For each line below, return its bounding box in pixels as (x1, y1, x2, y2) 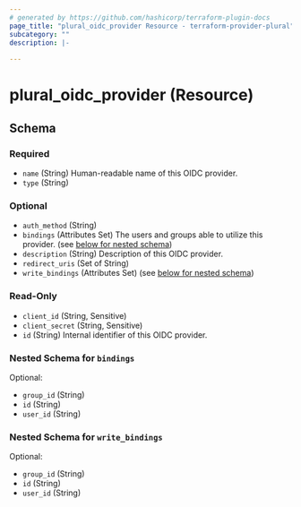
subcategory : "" (9, 30, 70, 39)
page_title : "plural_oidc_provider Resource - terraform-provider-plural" (9, 21, 295, 30)
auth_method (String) (21, 220, 97, 231)
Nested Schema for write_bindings (9, 431, 163, 443)
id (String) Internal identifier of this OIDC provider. (21, 329, 208, 340)
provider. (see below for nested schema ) (21, 239, 173, 250)
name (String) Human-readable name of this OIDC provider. (21, 168, 238, 178)
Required (9, 147, 50, 159)
